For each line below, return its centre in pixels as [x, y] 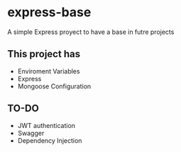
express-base [49, 12]
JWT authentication [46, 125]
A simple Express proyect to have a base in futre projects [91, 32]
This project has [44, 54]
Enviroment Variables [49, 71]
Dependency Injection [50, 140]
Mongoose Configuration [54, 86]
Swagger [31, 133]
